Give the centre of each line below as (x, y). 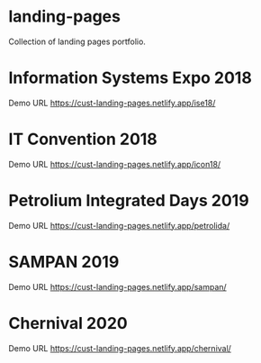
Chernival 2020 (68, 323)
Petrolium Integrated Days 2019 (129, 201)
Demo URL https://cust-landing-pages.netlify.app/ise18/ (112, 103)
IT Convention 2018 (83, 139)
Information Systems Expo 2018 (130, 78)
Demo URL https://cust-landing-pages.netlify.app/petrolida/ (119, 225)
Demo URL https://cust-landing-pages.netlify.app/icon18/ (115, 164)
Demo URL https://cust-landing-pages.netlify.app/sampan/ (117, 286)
